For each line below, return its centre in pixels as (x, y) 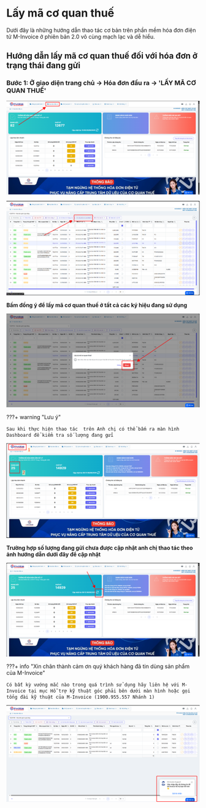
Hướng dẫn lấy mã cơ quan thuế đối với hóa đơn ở (102, 56)
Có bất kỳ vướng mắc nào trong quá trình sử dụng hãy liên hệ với (93, 685)
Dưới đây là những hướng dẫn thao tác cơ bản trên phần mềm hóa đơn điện (101, 30)
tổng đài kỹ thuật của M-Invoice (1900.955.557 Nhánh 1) (81, 697)
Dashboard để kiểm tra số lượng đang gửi (60, 435)
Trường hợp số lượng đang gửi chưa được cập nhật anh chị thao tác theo (100, 548)
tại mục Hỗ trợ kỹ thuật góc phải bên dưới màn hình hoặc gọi (109, 691)
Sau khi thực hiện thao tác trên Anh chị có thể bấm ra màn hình (93, 429)
